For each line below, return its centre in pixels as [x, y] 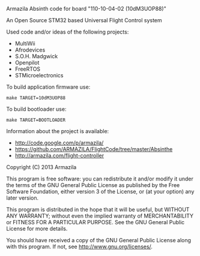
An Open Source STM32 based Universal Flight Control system [84, 20]
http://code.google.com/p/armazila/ [59, 143]
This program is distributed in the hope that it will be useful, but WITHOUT [98, 210]
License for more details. [37, 228]
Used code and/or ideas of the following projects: [68, 32]
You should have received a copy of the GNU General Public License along [98, 240]
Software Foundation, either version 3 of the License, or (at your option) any [100, 192]
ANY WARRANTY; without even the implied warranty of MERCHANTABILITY [100, 216]
